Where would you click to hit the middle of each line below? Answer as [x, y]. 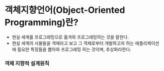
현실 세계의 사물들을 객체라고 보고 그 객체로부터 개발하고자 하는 [73, 43]
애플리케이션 [147, 43]
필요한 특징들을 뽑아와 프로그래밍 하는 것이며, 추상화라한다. [74, 49]
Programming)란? [41, 22]
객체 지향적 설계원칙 [27, 63]
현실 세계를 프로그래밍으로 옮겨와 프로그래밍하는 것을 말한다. [70, 37]
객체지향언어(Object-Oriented [65, 10]
